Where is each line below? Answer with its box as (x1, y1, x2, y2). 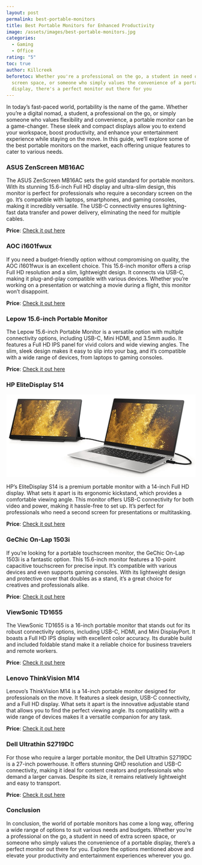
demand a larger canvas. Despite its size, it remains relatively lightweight (6, 773, 186, 780)
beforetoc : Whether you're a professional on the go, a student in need (6, 73, 192, 80)
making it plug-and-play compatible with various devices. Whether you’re (6, 275, 188, 282)
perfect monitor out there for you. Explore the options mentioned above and (6, 845, 194, 852)
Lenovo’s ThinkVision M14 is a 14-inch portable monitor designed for (6, 688, 176, 695)
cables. (6, 215, 25, 222)
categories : (6, 35, 36, 42)
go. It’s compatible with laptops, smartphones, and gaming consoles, (6, 196, 177, 203)
